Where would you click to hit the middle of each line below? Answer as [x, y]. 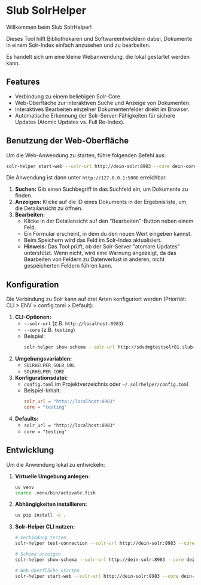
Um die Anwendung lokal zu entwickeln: [56, 464]
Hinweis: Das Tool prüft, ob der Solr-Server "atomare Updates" [102, 247]
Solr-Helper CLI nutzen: [45, 527]
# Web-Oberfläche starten [47, 571]
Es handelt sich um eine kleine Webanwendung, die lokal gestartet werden [98, 56]
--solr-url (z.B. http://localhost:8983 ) [74, 323]
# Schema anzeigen [38, 554]
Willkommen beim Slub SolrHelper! [49, 27]
